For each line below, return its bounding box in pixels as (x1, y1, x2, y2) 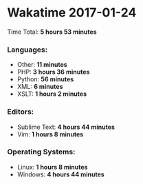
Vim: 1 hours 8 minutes (16, 130, 84, 139)
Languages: (7, 45, 48, 54)
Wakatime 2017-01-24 (7, 5, 137, 21)
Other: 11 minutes (16, 61, 67, 69)
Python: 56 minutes (16, 75, 74, 83)
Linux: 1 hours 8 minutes (16, 163, 88, 171)
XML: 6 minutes (16, 83, 63, 91)
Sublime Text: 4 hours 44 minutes (16, 123, 115, 131)
